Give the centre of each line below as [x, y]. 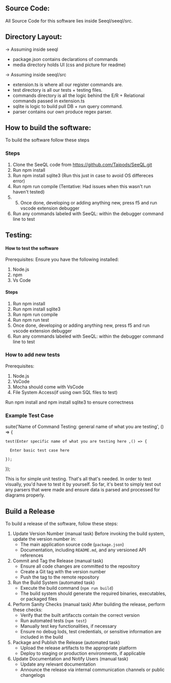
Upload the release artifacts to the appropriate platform [78, 648]
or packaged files [39, 598]
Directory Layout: [34, 37]
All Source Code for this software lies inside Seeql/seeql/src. [69, 20]
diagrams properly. [25, 495]
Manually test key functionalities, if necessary [68, 626]
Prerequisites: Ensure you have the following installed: [62, 260]
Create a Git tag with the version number [63, 571]
